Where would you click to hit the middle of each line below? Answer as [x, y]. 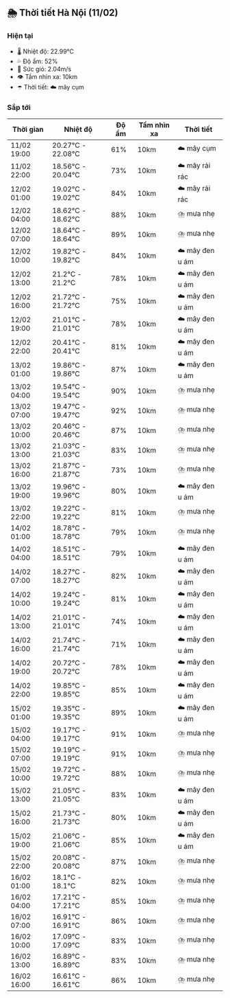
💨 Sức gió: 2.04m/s [44, 69]
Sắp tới [19, 107]
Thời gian [28, 129]
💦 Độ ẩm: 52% [37, 61]
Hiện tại [20, 36]
